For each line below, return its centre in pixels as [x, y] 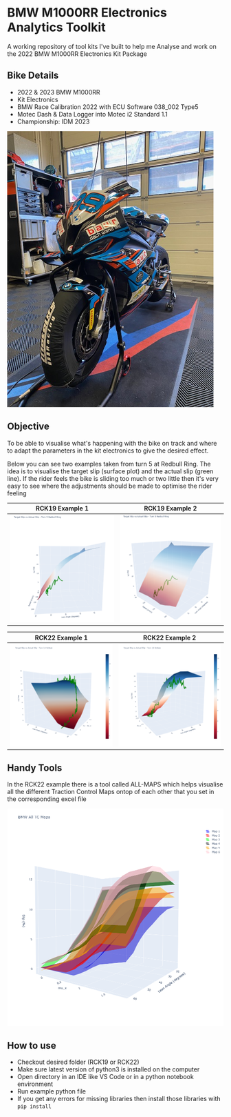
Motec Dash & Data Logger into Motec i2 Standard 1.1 [92, 114]
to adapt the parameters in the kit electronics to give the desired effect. [108, 451]
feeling [17, 493]
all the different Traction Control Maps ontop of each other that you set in [111, 792]
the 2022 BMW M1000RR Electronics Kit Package [77, 54]
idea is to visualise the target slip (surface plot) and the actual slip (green [110, 471]
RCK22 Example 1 [61, 637]
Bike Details [33, 76]
